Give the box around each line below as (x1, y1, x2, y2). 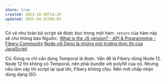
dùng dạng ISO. (5, 72, 37, 78)
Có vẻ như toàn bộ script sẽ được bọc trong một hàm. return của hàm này (5, 30, 158, 36)
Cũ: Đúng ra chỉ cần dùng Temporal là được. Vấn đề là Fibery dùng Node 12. (5, 56, 162, 62)
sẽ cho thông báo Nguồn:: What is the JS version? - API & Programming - (5, 35, 156, 41)
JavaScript (5, 46, 27, 52)
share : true (5, 7, 30, 12)
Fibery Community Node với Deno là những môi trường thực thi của (5, 41, 143, 47)
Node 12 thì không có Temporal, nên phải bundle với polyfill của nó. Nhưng (5, 61, 159, 67)
